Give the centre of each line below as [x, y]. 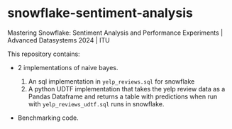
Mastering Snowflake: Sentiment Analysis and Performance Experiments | [115, 33]
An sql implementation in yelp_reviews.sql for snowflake [111, 81]
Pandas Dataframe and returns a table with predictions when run [123, 96]
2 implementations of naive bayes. [68, 67]
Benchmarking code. [48, 118]
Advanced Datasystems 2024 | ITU [59, 40]
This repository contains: [44, 54]
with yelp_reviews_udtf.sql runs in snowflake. [96, 103]
